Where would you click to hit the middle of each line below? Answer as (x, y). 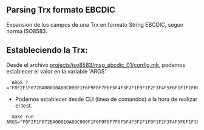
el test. (23, 105)
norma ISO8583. (27, 31)
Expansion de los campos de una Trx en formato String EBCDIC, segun (95, 24)
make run (23, 117)
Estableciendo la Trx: (47, 50)
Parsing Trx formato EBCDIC (61, 10)
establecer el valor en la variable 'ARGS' (56, 71)
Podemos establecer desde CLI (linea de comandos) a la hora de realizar (106, 99)
